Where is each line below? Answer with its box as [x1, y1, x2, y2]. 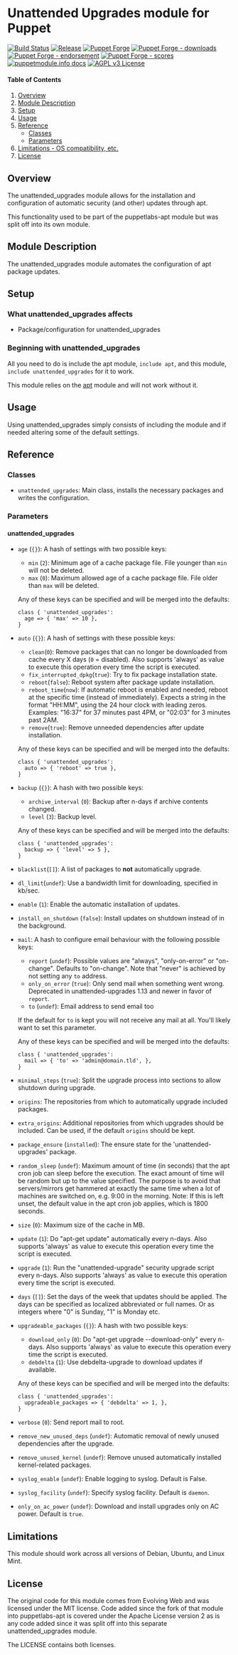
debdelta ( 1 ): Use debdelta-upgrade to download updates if [28, 1358, 203, 1366]
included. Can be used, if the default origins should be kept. [17, 1126, 195, 1135]
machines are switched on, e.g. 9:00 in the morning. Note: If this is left [17, 1192, 224, 1200]
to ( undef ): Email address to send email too [28, 1002, 154, 1011]
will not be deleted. [28, 566, 85, 575]
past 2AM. [28, 716, 59, 725]
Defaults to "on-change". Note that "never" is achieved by [55, 964, 226, 973]
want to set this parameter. [17, 1024, 97, 1032]
